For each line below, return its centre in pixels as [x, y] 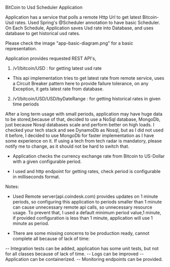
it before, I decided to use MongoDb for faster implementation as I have [80, 136]
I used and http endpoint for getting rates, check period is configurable [87, 171]
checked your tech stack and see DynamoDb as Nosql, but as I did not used [84, 130]
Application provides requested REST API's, [51, 58]
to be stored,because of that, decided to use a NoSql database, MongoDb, [83, 119]
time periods [26, 104]
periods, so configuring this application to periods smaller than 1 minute [87, 202]
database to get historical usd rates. [43, 33]
